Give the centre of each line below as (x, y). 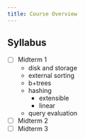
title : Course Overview (42, 14)
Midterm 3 (33, 128)
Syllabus (27, 43)
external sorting (51, 75)
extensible (54, 98)
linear (47, 105)
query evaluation (53, 113)
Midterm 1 (32, 60)
